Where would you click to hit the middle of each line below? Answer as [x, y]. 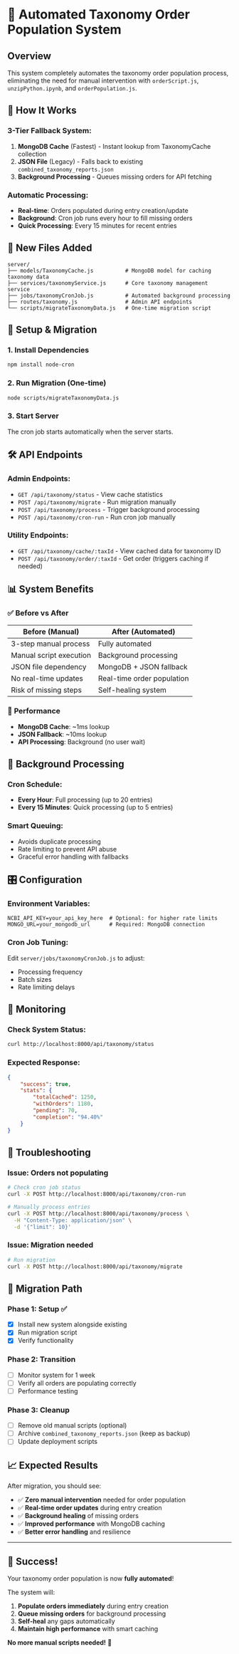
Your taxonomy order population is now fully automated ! [91, 1578]
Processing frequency [50, 972]
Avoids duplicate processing [59, 841]
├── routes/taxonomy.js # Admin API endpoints [100, 302]
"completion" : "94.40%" [68, 1117]
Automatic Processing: [48, 195]
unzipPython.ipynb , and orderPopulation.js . [72, 88]
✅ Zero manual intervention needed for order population [102, 1500]
